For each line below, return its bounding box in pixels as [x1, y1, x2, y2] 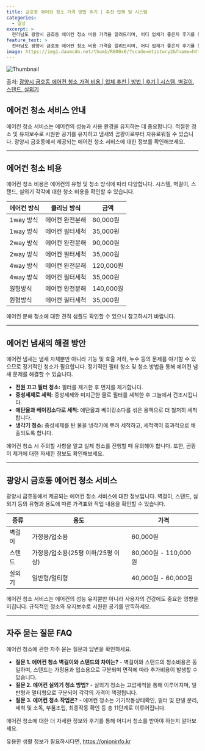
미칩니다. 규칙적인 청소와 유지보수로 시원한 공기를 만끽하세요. [6, 603, 151, 610]
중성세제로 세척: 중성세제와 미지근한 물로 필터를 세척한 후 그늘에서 [15, 391, 172, 398]
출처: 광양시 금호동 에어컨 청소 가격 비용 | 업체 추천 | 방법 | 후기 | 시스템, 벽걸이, [6, 77, 195, 85]
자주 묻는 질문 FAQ [6, 628, 73, 638]
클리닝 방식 [51, 204, 81, 212]
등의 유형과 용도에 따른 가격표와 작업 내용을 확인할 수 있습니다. [17, 500, 166, 507]
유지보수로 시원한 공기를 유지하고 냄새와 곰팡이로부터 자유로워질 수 [19, 130, 178, 137]
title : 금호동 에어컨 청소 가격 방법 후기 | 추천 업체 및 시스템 [6, 9, 148, 15]
